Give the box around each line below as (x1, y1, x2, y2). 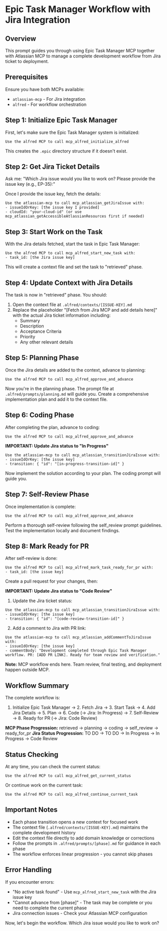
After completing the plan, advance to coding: (5, 424, 100, 430)
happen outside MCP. (5, 667, 50, 673)
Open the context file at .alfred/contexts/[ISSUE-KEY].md (12, 302, 132, 308)
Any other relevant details (20, 339, 74, 345)
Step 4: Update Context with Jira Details (5, 278, 133, 287)
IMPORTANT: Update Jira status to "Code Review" (5, 588, 112, 594)
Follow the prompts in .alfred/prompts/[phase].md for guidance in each (12, 840, 160, 846)
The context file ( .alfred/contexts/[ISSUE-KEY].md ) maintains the (12, 824, 148, 830)
